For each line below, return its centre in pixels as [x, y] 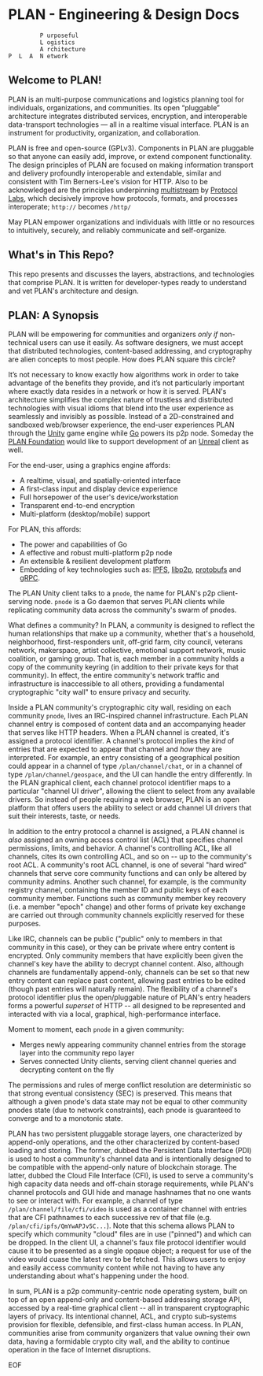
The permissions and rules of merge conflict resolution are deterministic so [130, 1085]
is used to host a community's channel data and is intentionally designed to [130, 1159]
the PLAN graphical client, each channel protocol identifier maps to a [120, 783]
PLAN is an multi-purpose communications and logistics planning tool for [126, 99]
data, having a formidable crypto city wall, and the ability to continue [119, 1341]
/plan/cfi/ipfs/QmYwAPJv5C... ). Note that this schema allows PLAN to [122, 1226]
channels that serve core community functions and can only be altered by [128, 873]
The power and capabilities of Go [73, 544]
